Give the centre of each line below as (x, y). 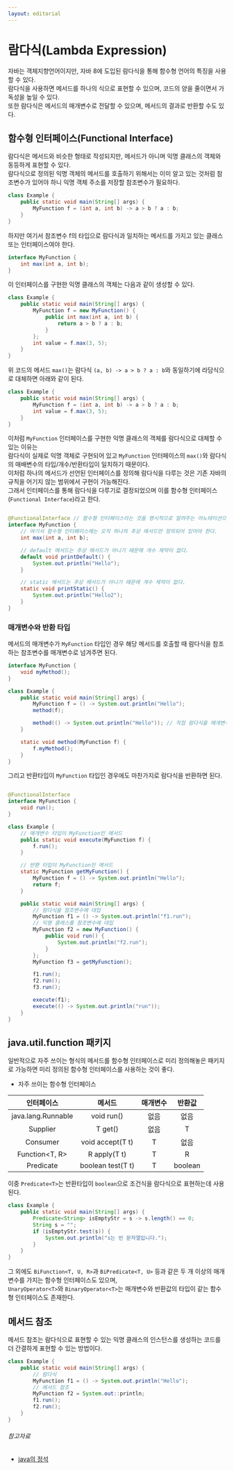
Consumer (42, 1142)
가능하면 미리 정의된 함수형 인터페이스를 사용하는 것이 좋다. (95, 1069)
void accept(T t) (107, 1142)
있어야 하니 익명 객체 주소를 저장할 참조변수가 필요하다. (106, 182)
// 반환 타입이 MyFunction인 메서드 (67, 865)
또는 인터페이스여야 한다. (41, 244)
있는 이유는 (23, 447)
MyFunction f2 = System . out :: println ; (89, 1394)
